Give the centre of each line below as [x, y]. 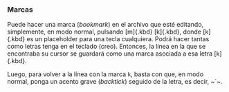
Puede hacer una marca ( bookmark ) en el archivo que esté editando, [106, 25]
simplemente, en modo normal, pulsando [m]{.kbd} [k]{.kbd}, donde [104, 32]
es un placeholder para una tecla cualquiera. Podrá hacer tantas [118, 39]
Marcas [20, 10]
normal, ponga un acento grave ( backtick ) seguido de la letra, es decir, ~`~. [115, 82]
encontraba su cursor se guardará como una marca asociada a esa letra [110, 54]
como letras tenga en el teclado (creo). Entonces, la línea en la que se [107, 47]
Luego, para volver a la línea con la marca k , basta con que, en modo [106, 74]
